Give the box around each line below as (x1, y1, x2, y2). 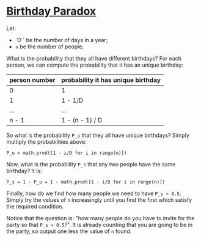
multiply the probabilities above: (6, 138, 87, 145)
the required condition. (6, 202, 64, 210)
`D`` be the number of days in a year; (15, 36, 108, 43)
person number (9, 75, 56, 84)
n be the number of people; (15, 43, 84, 50)
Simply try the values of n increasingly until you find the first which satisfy (6, 196, 192, 203)
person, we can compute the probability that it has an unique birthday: (6, 61, 183, 69)
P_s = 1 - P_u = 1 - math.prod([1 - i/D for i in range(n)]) (6, 179, 166, 185)
